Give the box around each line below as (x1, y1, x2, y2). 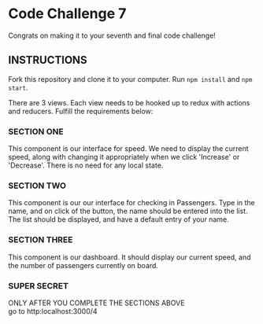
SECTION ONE (8, 126, 65, 137)
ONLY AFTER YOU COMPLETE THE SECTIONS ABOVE (8, 298, 185, 307)
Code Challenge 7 (8, 5, 127, 23)
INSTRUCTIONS (8, 53, 88, 67)
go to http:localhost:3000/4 (8, 306, 98, 315)
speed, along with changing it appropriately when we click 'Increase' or (8, 153, 240, 162)
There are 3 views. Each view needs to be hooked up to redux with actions (8, 98, 250, 107)
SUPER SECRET (8, 280, 69, 291)
